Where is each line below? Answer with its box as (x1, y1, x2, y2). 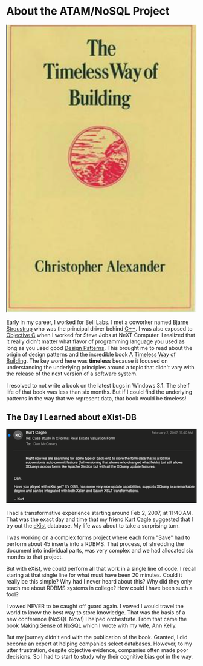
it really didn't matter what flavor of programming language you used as (6, 338, 185, 345)
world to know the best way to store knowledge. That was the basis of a (6, 608, 185, 616)
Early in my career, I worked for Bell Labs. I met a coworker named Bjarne (6, 318, 189, 326)
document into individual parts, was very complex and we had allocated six (6, 547, 193, 554)
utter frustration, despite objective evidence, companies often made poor (6, 646, 188, 653)
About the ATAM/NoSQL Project (6, 4, 170, 18)
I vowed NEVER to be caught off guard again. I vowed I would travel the (6, 602, 184, 610)
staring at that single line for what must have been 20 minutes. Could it (6, 571, 182, 579)
